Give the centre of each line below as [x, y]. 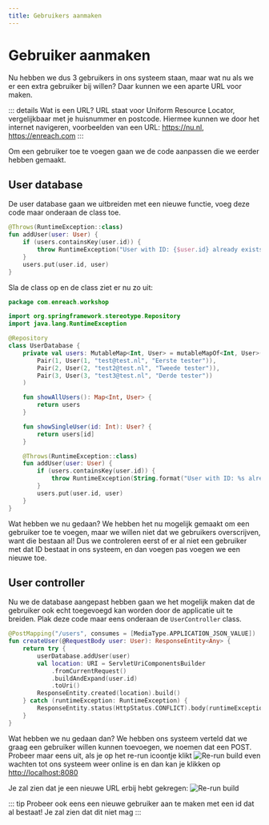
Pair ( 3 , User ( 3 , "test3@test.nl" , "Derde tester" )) [125, 376]
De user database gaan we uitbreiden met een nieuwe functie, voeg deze [129, 204]
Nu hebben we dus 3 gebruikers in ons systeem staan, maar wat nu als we [131, 78]
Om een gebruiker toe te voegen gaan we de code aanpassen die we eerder [134, 151]
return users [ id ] [66, 434]
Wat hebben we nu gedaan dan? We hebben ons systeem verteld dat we [128, 738]
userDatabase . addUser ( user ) [84, 656]
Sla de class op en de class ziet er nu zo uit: [81, 287]
